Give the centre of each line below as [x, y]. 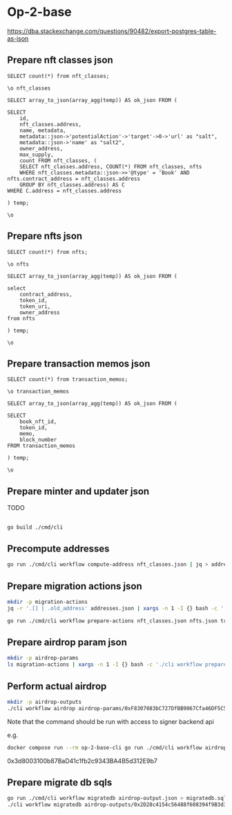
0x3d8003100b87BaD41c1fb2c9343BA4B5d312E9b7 [82, 760]
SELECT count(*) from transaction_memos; [68, 380]
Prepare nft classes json [60, 60]
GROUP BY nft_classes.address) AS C [72, 185]
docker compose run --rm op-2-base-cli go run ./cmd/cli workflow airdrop [117, 747]
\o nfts [18, 264]
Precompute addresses [58, 548]
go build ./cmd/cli [35, 527]
